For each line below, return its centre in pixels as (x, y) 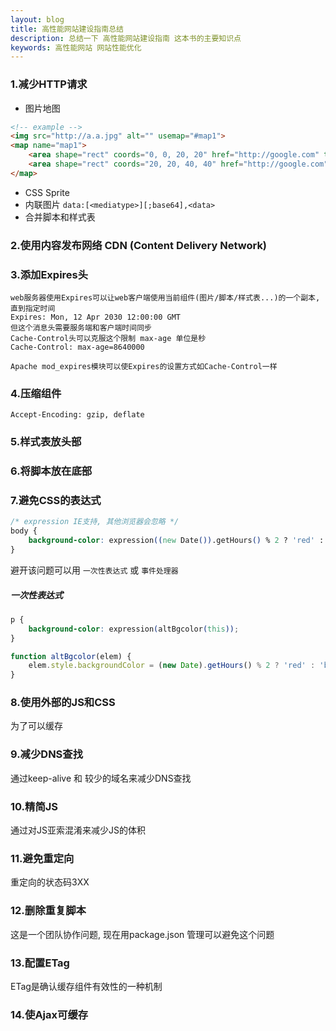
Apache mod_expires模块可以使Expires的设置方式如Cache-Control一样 (144, 367)
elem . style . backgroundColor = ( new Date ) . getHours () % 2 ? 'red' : (172, 666)
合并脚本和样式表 (60, 217)
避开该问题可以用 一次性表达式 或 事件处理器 (94, 570)
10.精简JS (34, 806)
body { (24, 531)
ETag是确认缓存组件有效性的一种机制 (86, 986)
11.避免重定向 (42, 858)
